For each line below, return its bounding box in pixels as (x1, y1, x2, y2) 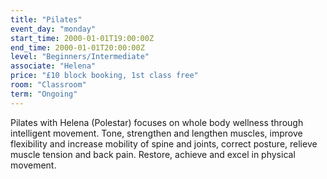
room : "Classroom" (10, 80, 87, 90)
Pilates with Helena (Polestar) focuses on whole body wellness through (10, 116, 304, 128)
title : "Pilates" (10, 14, 83, 25)
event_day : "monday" (10, 24, 97, 34)
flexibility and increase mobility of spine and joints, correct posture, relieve (10, 137, 318, 150)
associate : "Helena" (10, 61, 97, 71)
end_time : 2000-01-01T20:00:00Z (10, 42, 145, 53)
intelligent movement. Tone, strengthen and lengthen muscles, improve (10, 127, 303, 139)
